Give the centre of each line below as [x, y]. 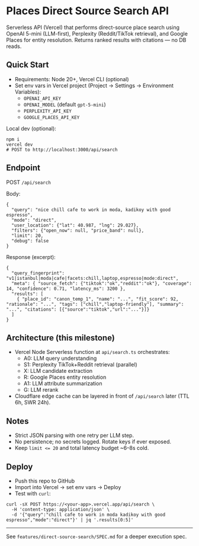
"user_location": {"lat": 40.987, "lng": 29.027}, [75, 225]
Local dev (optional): [31, 128]
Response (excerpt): [31, 257]
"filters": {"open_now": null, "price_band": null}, [78, 230]
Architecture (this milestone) [61, 338]
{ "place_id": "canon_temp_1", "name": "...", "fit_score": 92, [98, 299]
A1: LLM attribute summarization [63, 384]
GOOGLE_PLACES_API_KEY [52, 117]
